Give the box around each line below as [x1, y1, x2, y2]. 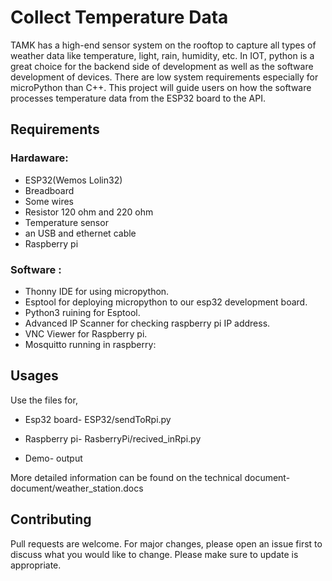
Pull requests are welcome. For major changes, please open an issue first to [10, 537, 323, 550]
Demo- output [24, 452, 83, 464]
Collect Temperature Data [10, 6, 229, 29]
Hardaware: [10, 151, 69, 165]
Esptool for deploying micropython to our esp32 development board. [24, 296, 308, 308]
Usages [10, 367, 59, 385]
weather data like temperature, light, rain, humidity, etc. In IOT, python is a [10, 49, 315, 61]
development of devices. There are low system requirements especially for [10, 71, 319, 83]
